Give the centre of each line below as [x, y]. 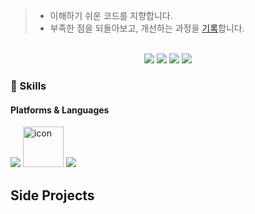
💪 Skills [28, 86]
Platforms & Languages [60, 110]
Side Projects [52, 195]
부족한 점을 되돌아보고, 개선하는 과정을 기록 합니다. [147, 28]
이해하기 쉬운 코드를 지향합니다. [111, 15]
